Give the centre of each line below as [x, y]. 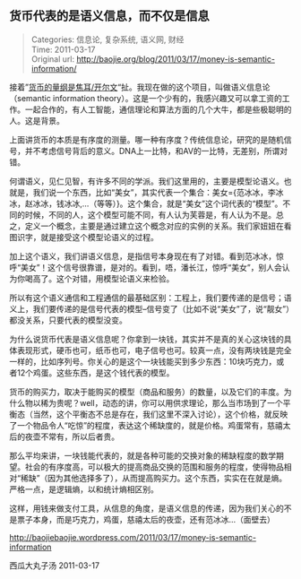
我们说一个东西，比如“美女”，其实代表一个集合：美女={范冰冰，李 [154, 192]
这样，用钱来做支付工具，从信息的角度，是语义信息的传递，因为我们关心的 [146, 508]
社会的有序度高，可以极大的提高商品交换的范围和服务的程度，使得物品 [154, 467]
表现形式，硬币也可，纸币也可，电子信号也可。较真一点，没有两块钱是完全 [154, 350]
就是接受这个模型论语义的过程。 [99, 237]
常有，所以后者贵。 [83, 436]
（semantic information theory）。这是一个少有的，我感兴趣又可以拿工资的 [146, 98]
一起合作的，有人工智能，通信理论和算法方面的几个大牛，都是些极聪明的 [158, 109]
